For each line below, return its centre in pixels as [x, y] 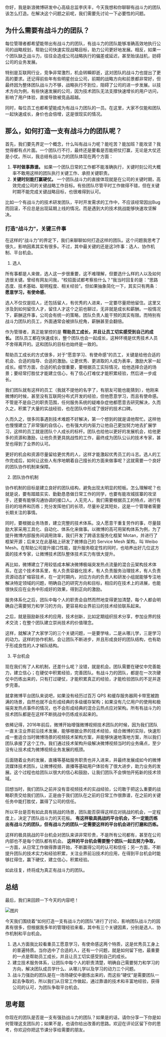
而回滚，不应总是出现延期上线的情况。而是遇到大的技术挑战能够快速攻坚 [79, 208]
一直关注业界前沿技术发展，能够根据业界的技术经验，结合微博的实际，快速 [81, 731]
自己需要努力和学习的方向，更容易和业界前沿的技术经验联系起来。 [76, 606]
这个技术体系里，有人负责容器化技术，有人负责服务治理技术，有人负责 [89, 570]
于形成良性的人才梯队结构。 [33, 645]
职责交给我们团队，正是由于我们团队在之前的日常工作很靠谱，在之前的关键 [85, 795]
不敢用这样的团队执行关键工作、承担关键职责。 [64, 173]
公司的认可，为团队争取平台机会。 [47, 987]
